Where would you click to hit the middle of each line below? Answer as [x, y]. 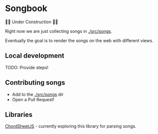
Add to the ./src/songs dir [38, 94]
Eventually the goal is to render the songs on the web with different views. [79, 40]
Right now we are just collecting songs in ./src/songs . [59, 31]
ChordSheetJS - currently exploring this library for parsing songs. [71, 126]
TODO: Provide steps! [27, 67]
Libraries [19, 114]
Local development [35, 56]
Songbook [26, 8]
